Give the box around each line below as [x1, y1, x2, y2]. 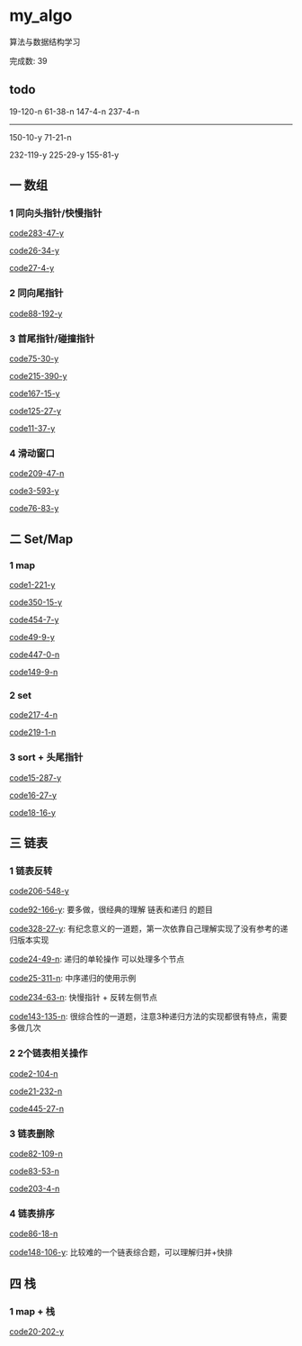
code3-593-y [9, 485, 60, 496]
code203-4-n [9, 1183, 60, 1194]
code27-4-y [9, 263, 55, 274]
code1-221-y [9, 580, 56, 591]
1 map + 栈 [9, 1305, 56, 1317]
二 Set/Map [9, 531, 74, 547]
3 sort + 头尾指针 [9, 751, 84, 763]
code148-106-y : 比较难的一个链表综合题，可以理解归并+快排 [9, 1247, 234, 1258]
